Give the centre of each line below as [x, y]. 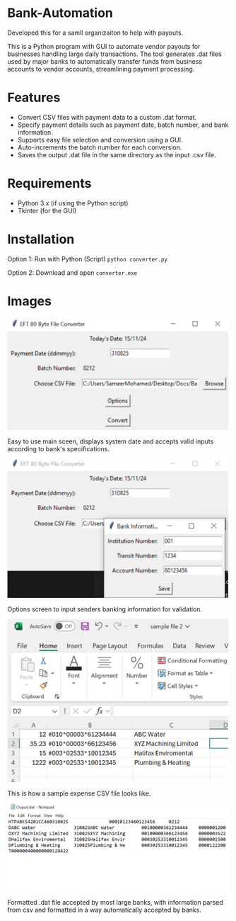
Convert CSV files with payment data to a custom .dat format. [107, 117]
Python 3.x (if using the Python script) [73, 203]
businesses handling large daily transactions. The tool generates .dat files [114, 54]
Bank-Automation [60, 13]
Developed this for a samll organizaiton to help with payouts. [95, 33]
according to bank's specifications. [59, 448]
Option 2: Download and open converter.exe [72, 272]
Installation [41, 239]
